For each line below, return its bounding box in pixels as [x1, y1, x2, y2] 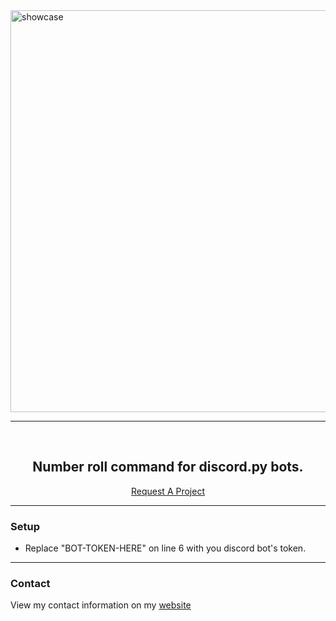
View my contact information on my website [10, 599, 192, 611]
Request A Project [131, 485, 205, 497]
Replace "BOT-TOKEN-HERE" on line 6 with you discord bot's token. [24, 542, 307, 554]
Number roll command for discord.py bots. [32, 459, 304, 476]
